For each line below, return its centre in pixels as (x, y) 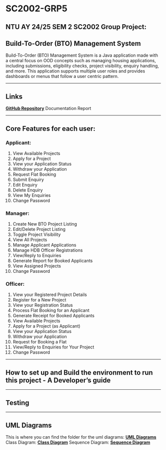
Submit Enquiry (28, 179)
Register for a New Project (39, 300)
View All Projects (30, 240)
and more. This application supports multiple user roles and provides (75, 71)
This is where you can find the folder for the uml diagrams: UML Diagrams (81, 437)
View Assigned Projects (37, 266)
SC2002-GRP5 (37, 9)
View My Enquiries (32, 195)
